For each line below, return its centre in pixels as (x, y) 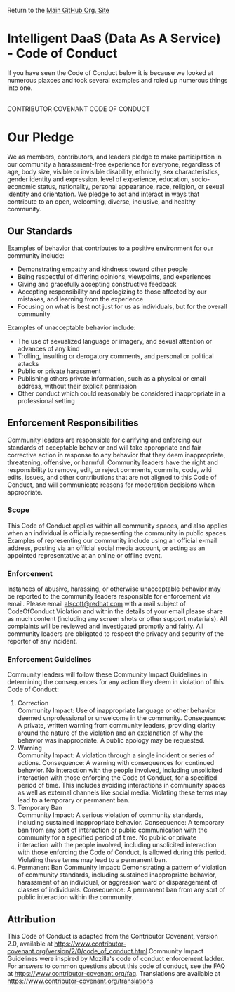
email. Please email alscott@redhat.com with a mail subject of (97, 604)
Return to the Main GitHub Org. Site (59, 10)
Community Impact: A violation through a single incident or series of (116, 755)
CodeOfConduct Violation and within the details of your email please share (115, 611)
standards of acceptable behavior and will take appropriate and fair (105, 447)
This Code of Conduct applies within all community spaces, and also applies (117, 526)
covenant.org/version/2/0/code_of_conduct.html (77, 951)
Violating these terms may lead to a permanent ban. (92, 860)
